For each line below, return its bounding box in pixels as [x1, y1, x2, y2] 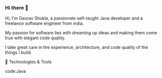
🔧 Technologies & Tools [5, 59, 52, 65]
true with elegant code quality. [5, 35, 66, 41]
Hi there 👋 [5, 4, 29, 11]
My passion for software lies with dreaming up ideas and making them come [5, 30, 158, 36]
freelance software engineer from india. [5, 20, 84, 26]
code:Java [5, 68, 26, 74]
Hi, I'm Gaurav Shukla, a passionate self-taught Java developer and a [5, 16, 143, 21]
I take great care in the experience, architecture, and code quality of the [5, 45, 148, 50]
